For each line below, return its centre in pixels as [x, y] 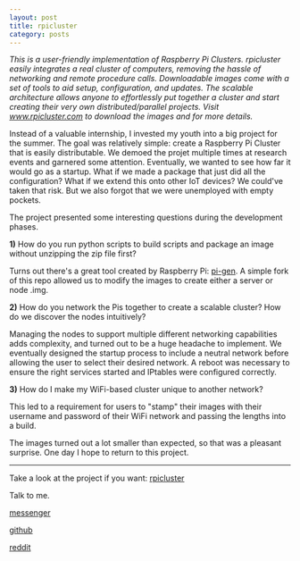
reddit [20, 548]
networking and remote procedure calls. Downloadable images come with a [150, 79]
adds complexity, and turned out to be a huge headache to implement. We [146, 344]
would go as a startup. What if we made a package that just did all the [137, 172]
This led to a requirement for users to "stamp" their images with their [136, 406]
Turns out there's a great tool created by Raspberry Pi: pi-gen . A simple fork [149, 271]
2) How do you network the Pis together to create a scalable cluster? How [145, 307]
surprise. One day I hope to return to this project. [99, 453]
